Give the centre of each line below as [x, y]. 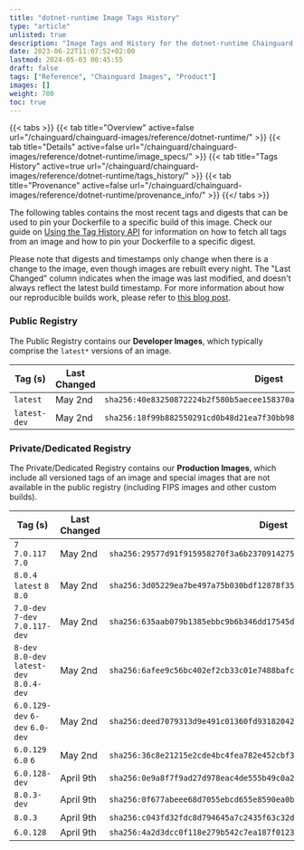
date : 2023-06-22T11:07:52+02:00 [72, 52]
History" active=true [47, 166]
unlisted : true [38, 34]
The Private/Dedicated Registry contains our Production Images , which [143, 468]
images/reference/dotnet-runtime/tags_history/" [99, 176]
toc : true [28, 102]
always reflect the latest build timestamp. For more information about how [147, 288]
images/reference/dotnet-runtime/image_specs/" [101, 157]
